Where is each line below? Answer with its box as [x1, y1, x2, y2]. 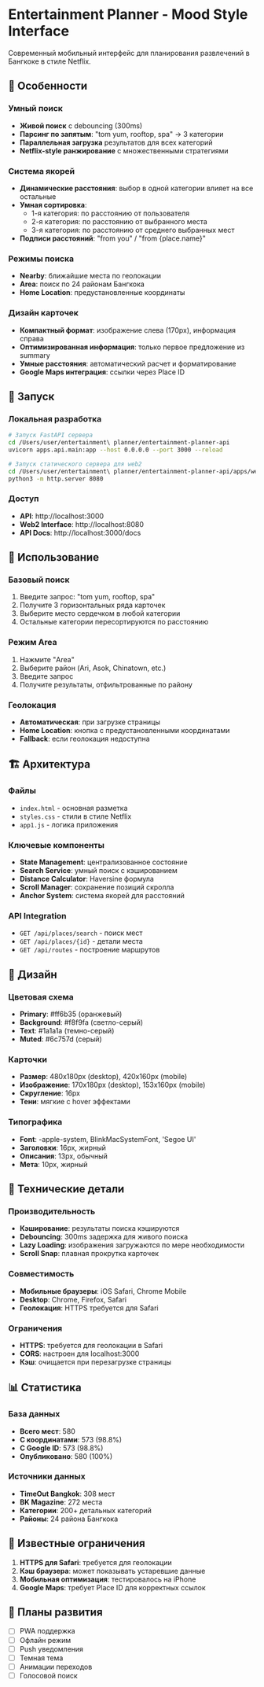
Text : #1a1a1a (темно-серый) [19, 1026, 115, 1035]
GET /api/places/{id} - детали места [19, 937, 143, 946]
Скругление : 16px [19, 1088, 81, 1098]
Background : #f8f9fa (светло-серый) [19, 1018, 144, 1027]
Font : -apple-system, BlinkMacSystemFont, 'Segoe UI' [19, 1134, 196, 1144]
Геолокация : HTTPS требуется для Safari [19, 1303, 159, 1313]
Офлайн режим [19, 1635, 71, 1645]
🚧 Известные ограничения [8, 1537, 145, 1550]
